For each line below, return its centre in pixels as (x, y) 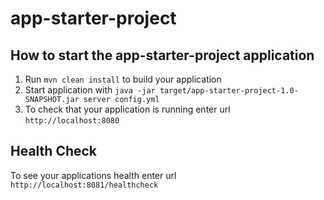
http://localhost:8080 (72, 121)
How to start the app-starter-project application (162, 55)
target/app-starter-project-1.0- (229, 91)
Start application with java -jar (90, 90)
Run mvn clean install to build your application (123, 79)
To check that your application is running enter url (127, 109)
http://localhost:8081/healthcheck (84, 185)
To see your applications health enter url (93, 175)
